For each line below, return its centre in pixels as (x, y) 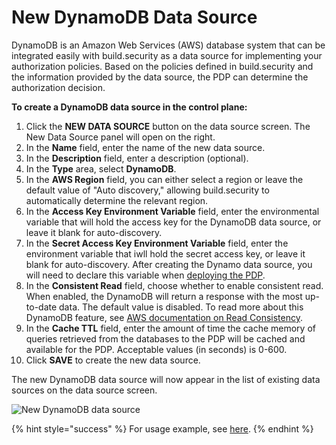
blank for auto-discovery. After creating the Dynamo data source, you (169, 264)
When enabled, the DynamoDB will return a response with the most (164, 296)
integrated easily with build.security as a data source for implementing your (167, 55)
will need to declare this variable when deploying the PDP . (145, 275)
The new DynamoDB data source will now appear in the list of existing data (166, 379)
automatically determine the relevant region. (117, 200)
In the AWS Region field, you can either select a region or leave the (164, 179)
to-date (41, 307)
